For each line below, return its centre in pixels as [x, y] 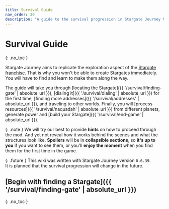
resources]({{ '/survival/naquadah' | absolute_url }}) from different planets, [82, 109]
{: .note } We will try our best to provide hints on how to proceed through [81, 130]
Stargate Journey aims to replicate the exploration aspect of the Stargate [81, 68]
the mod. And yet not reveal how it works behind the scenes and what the [82, 135]
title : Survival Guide [29, 10]
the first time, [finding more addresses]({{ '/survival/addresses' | [72, 99]
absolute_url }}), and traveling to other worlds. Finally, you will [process [79, 104]
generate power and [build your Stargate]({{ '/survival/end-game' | [74, 115]
